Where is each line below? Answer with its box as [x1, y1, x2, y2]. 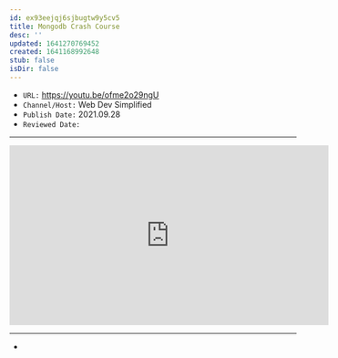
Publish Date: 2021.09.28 [22, 109, 121, 120]
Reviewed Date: [22, 120, 81, 129]
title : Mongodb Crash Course [9, 22, 120, 31]
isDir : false [9, 65, 59, 74]
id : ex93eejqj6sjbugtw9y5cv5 [9, 13, 120, 23]
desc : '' [9, 30, 43, 39]
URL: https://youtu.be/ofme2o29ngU [22, 89, 159, 100]
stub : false [9, 56, 55, 65]
